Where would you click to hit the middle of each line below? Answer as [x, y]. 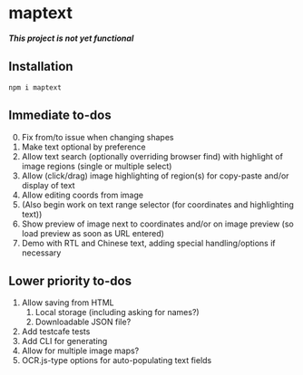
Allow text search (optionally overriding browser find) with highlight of [152, 156]
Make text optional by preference [83, 147]
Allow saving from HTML [68, 303]
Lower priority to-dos [70, 280]
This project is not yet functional [71, 38]
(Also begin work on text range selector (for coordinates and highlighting [157, 204]
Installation [41, 67]
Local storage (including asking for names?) [117, 312]
